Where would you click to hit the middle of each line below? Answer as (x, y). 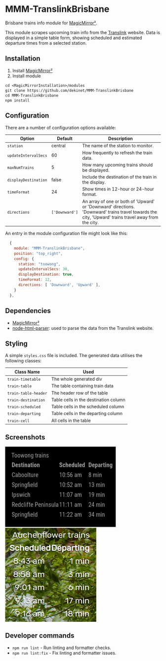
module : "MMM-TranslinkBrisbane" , (49, 248)
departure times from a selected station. (46, 43)
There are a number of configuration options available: (61, 127)
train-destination (26, 400)
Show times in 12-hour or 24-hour (118, 189)
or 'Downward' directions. (108, 206)
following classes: (23, 361)
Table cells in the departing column (87, 414)
